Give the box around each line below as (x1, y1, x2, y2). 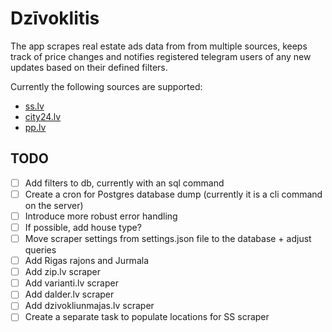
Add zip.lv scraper (24, 266, 102, 278)
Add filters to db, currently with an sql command (24, 177, 225, 189)
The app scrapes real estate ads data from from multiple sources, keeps (10, 40, 308, 52)
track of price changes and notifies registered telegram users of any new (10, 50, 312, 62)
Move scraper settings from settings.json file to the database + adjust (24, 233, 312, 244)
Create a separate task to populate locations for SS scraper (24, 311, 270, 323)
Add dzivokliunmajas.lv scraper (24, 300, 155, 312)
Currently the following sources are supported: (10, 80, 203, 92)
